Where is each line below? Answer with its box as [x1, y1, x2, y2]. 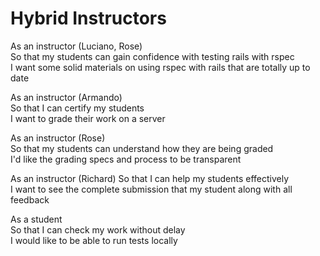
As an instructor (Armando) [10, 91, 123, 103]
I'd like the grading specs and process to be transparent [10, 153, 242, 165]
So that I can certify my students [10, 102, 145, 114]
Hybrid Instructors [10, 7, 167, 30]
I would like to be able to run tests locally [10, 234, 178, 246]
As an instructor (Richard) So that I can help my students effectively [10, 172, 290, 184]
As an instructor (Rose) [10, 132, 106, 144]
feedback [10, 193, 50, 206]
